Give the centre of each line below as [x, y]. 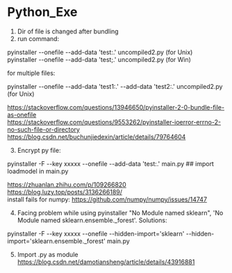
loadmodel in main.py [38, 171]
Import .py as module [48, 254]
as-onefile [22, 115]
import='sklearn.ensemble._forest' [56, 241]
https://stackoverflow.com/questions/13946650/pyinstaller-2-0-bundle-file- [116, 107]
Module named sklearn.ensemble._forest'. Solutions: [92, 220]
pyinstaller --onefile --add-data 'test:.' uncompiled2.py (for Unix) [100, 52]
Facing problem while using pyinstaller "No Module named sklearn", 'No [120, 213]
